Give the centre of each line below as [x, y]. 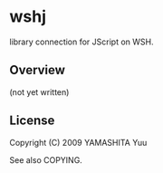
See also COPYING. [46, 159]
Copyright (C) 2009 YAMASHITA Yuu [78, 142]
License [32, 121]
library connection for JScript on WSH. [81, 42]
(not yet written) [39, 91]
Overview [38, 70]
